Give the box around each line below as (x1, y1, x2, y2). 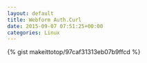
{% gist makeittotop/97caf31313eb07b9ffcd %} (7, 48, 141, 56)
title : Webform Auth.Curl (7, 16, 81, 23)
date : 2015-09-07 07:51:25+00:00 (7, 23, 104, 29)
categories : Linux (7, 29, 60, 36)
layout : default (7, 10, 54, 17)
